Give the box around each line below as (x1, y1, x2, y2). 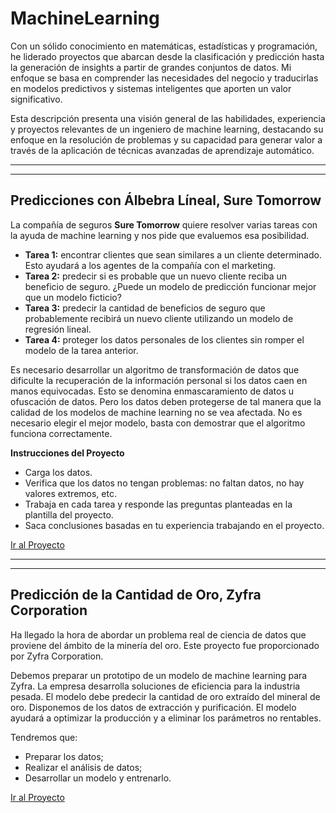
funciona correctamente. (10, 427, 113, 439)
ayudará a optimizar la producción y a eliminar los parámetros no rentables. (10, 712, 322, 724)
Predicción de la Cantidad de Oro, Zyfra (10, 587, 262, 604)
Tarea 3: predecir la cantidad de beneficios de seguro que (24, 302, 266, 314)
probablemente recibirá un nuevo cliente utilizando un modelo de (24, 312, 294, 324)
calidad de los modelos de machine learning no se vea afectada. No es (10, 406, 303, 418)
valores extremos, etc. (24, 487, 117, 499)
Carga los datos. (24, 466, 93, 478)
